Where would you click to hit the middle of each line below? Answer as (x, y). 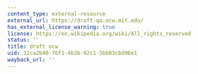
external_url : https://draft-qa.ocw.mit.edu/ (75, 20)
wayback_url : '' (31, 60)
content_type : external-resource (57, 14)
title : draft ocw (33, 47)
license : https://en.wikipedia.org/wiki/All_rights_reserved (99, 33)
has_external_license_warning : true (61, 27)
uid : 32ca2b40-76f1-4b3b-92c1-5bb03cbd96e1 (72, 54)
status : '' (23, 40)
